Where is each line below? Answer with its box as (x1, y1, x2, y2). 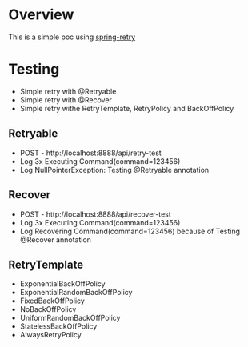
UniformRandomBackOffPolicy (19, 313, 121, 323)
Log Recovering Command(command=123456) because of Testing (19, 226, 241, 236)
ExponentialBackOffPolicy (19, 279, 106, 289)
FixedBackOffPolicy (19, 296, 86, 305)
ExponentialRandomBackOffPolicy (19, 288, 133, 297)
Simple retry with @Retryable (19, 86, 117, 96)
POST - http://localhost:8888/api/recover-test (19, 209, 172, 219)
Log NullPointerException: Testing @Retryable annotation (19, 165, 210, 174)
